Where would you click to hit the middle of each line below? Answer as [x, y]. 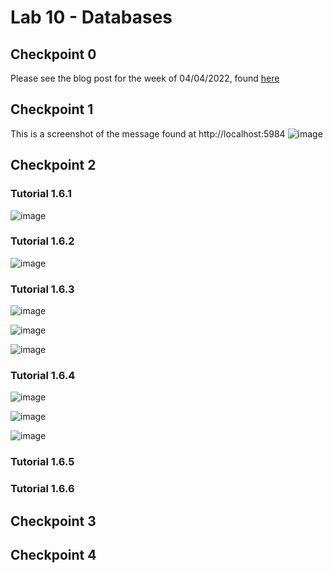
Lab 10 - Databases [91, 17]
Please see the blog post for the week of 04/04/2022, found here [145, 78]
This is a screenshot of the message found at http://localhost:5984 [148, 133]
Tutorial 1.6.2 [42, 241]
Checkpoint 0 [53, 54]
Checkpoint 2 [53, 165]
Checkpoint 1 [52, 109]
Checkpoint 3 [53, 521]
